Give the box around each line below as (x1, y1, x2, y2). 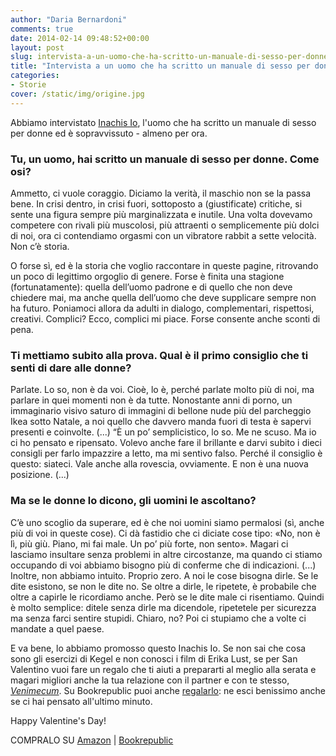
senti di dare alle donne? (10, 361, 132, 375)
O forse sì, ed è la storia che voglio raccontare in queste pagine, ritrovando (10, 259, 319, 271)
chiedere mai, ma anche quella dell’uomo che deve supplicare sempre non (10, 291, 317, 303)
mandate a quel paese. (10, 622, 105, 635)
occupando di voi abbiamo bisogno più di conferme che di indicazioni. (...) (10, 559, 317, 571)
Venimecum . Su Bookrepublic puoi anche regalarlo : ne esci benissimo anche (10, 684, 326, 696)
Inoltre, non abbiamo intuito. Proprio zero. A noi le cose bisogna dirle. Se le (10, 569, 319, 581)
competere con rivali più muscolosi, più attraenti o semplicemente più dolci (10, 219, 320, 231)
